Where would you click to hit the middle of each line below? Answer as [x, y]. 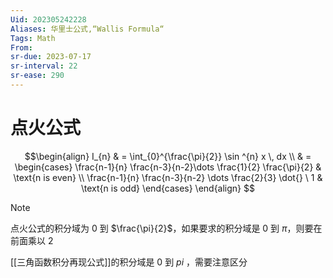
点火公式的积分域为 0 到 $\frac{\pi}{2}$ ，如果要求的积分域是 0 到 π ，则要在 [166, 228]
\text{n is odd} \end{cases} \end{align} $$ [168, 188]
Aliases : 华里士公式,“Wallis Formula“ [87, 29]
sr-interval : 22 [44, 66]
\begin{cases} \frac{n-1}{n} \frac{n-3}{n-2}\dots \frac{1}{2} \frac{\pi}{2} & [168, 167]
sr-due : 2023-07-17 [51, 57]
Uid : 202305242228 [48, 19]
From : [21, 47]
